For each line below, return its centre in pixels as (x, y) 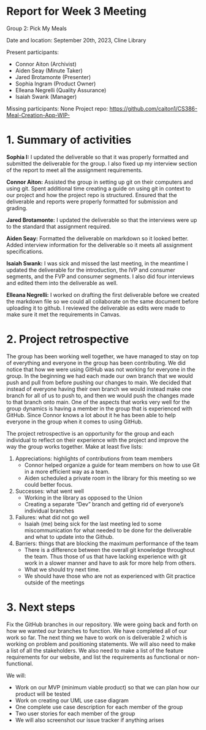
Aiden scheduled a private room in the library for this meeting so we (110, 478)
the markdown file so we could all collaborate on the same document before (102, 301)
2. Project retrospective (68, 339)
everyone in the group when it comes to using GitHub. (74, 422)
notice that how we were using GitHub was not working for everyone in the (101, 369)
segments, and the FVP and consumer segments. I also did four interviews (100, 276)
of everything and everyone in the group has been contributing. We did (96, 363)
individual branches (49, 511)
